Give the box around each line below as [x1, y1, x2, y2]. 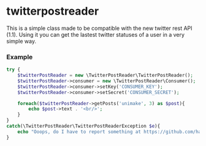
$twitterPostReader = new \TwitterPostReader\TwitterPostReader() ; [17, 72, 193, 79]
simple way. [6, 37, 37, 45]
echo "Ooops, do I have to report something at [17, 128, 141, 135]
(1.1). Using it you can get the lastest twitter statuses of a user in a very [6, 31, 185, 38]
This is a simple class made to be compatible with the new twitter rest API [6, 24, 193, 32]
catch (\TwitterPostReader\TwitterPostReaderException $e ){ [6, 123, 161, 130]
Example [6, 53, 33, 61]
